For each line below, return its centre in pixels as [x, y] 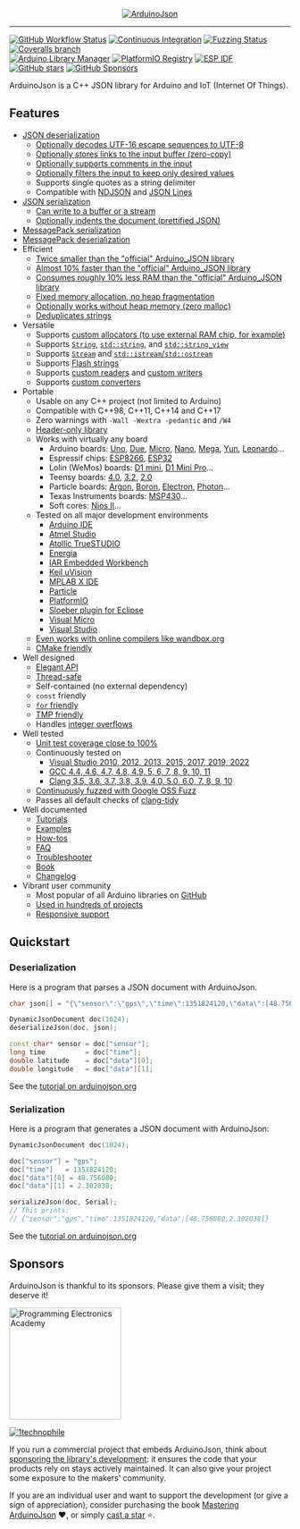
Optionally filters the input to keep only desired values [135, 173]
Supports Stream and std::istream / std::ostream [124, 353]
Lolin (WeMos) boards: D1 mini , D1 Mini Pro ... [131, 467]
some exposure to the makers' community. [88, 1478]
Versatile [38, 325]
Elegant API [57, 667]
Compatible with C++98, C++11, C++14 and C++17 [128, 410]
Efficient [37, 249]
